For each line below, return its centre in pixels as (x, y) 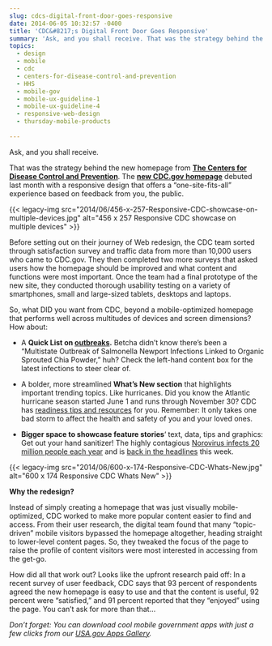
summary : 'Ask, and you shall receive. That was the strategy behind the (136, 39)
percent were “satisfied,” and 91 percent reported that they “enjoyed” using (134, 600)
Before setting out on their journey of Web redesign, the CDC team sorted (132, 242)
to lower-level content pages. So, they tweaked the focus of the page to (129, 541)
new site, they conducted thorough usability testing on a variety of (120, 285)
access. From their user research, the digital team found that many (120, 524)
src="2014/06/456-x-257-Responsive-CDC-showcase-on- (159, 209)
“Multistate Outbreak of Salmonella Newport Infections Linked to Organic (142, 351)
